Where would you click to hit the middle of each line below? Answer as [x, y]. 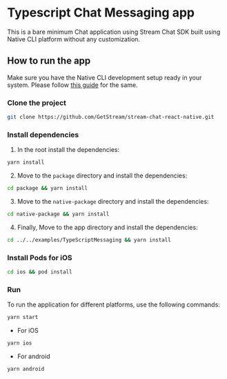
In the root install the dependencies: [68, 150]
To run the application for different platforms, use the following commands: [114, 304]
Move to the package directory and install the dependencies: [102, 176]
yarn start [23, 318]
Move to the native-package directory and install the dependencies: [113, 201]
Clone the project [37, 103]
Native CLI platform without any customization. [73, 39]
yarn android [26, 369]
